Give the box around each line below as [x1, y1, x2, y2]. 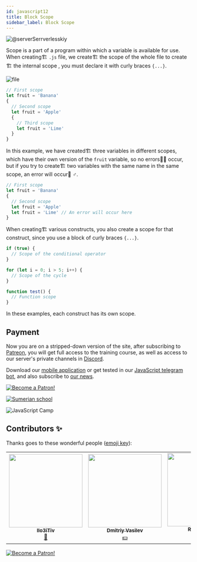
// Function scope [11, 294, 57, 300]
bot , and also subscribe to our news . [6, 373, 94, 380]
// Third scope [16, 120, 54, 126]
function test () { [6, 289, 51, 294]
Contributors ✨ [6, 424, 63, 434]
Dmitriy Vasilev [106, 527, 144, 534]
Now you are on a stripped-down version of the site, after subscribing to [6, 343, 181, 350]
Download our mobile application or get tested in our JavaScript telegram [6, 366, 184, 373]
